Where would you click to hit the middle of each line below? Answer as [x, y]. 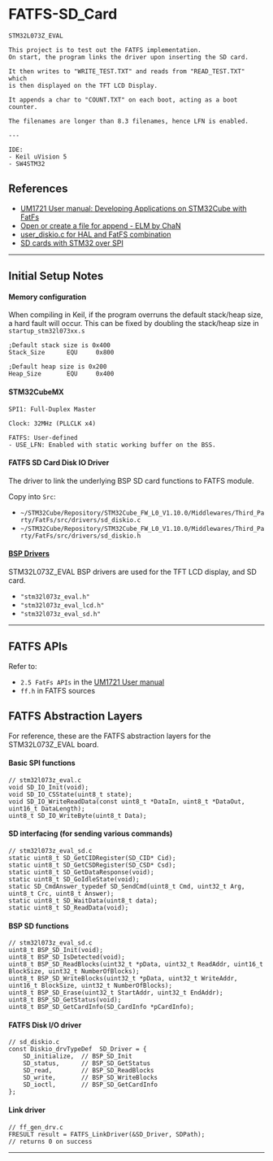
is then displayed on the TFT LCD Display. [83, 85]
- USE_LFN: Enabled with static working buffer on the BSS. [113, 445]
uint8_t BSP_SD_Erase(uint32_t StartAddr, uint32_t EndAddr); [116, 993]
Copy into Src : [32, 496]
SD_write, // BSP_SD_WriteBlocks [91, 1078]
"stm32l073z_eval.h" [55, 597]
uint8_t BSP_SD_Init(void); [56, 950]
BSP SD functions [39, 926]
